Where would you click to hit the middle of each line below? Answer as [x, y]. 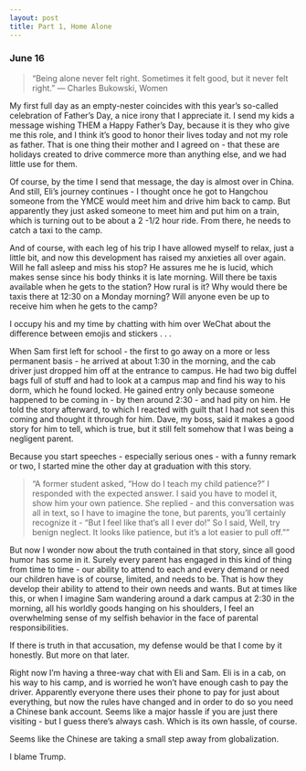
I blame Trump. [38, 756]
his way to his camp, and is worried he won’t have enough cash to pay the [149, 682]
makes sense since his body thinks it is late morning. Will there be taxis [143, 277]
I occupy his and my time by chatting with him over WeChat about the [140, 323]
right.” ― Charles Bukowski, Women [100, 88]
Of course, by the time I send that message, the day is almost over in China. [152, 181]
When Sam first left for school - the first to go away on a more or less [140, 351]
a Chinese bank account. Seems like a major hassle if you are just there [144, 711]
